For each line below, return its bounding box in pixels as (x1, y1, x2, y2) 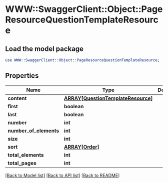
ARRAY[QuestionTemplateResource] (64, 95, 153, 102)
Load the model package (5, 44, 84, 53)
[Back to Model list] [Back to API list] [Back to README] (5, 172, 120, 178)
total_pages (7, 160, 36, 167)
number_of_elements (7, 127, 59, 134)
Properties (5, 71, 39, 80)
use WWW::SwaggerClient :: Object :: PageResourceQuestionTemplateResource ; (5, 58, 160, 63)
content (7, 95, 27, 102)
